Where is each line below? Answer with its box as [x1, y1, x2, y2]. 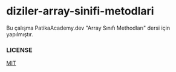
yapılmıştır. [6, 30, 33, 38]
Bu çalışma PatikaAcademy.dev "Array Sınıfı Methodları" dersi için [6, 24, 171, 31]
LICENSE [6, 45, 33, 54]
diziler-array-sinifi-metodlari [6, 4, 154, 18]
